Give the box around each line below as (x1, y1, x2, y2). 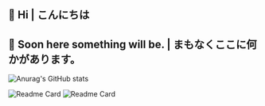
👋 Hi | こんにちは (8, 8, 90, 22)
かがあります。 (8, 52, 81, 66)
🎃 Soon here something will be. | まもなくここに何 (8, 37, 257, 51)
